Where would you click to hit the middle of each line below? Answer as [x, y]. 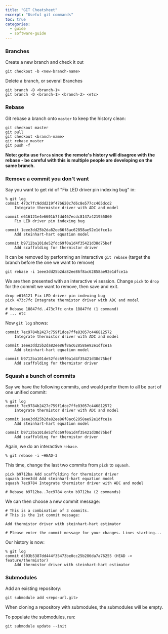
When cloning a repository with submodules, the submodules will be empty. [84, 607]
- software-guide [28, 33]
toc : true [16, 19]
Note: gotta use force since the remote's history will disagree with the [80, 154]
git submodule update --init [36, 626]
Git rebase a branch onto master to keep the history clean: [66, 118]
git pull [14, 132]
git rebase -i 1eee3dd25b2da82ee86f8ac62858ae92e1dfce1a [67, 271]
